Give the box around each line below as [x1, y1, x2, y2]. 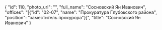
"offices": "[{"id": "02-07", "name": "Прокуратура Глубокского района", [5, 9, 157, 15]
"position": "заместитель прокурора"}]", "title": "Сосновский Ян [5, 15, 141, 20]
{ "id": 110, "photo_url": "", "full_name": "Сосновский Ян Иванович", [5, 4, 146, 10]
